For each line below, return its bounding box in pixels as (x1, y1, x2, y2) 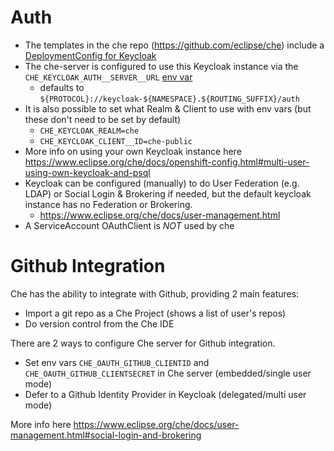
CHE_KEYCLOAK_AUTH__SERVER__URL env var (24, 71, 193, 83)
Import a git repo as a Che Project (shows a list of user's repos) (24, 307, 287, 319)
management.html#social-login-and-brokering (10, 429, 202, 441)
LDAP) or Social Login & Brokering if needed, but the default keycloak (24, 187, 312, 200)
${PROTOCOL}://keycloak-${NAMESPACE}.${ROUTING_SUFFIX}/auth (39, 94, 300, 104)
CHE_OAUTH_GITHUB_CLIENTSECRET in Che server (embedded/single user (24, 367, 312, 379)
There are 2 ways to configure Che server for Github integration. (10, 337, 276, 349)
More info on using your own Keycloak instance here (24, 145, 242, 157)
